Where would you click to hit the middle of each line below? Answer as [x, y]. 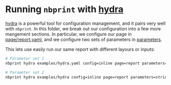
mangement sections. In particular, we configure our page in [69, 34]
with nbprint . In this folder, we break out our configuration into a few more [83, 28]
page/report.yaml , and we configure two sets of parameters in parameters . [84, 39]
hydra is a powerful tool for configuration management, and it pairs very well [85, 23]
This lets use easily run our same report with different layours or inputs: [80, 49]
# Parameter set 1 [25, 58]
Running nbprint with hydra [64, 9]
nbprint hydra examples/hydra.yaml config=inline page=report [73, 63]
